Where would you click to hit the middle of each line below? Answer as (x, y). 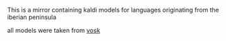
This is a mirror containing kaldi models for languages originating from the (113, 10)
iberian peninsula (32, 17)
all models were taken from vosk (54, 30)
